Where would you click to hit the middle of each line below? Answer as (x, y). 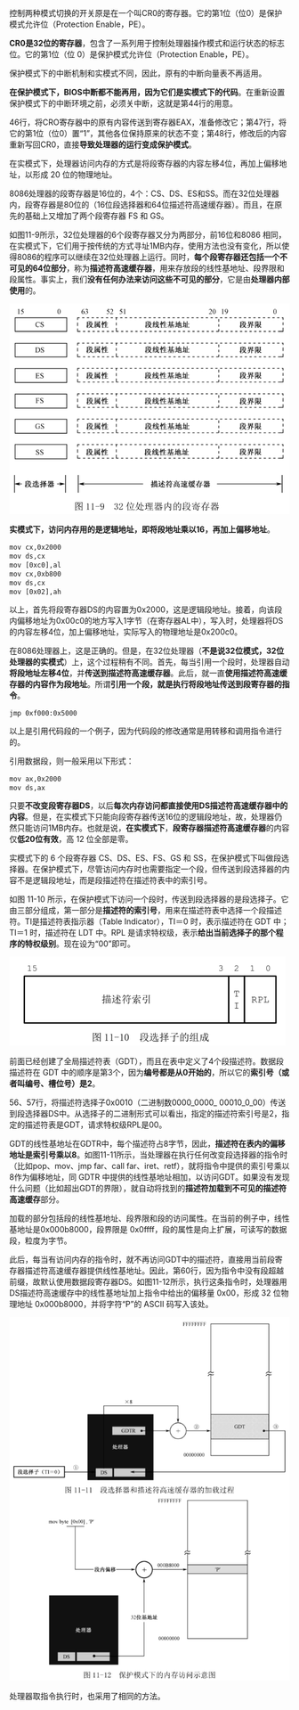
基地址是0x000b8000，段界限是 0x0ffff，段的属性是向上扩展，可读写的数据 (148, 1229)
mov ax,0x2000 (36, 779)
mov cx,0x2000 (36, 547)
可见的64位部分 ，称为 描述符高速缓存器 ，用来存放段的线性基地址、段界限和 (147, 268)
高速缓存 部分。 (36, 1199)
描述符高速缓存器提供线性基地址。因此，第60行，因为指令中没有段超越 (154, 1270)
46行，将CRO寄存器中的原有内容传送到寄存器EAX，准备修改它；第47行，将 (148, 122)
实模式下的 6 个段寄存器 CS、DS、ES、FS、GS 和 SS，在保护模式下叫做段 (145, 857)
